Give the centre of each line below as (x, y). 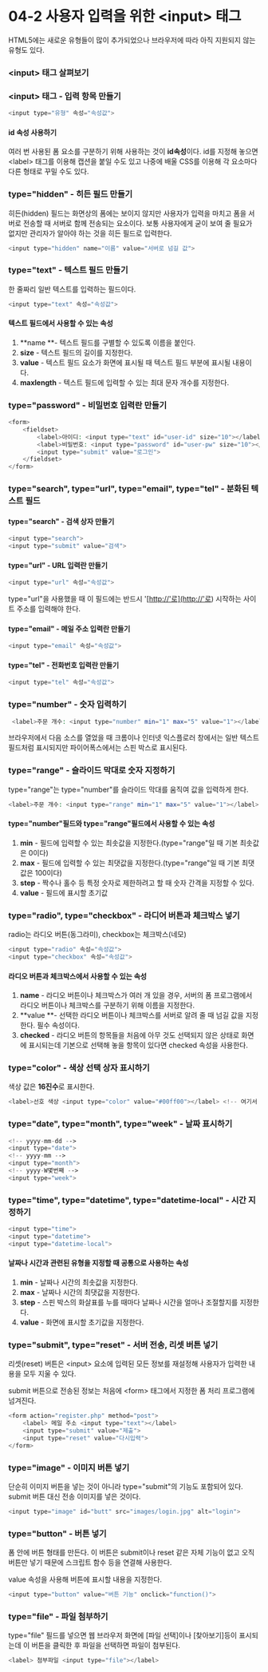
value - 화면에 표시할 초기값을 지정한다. (82, 1322)
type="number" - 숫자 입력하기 (68, 705)
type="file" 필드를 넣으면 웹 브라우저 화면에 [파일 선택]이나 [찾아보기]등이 (123, 1635)
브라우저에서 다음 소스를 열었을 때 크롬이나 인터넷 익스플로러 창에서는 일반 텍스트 (134, 738)
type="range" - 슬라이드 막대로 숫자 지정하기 (92, 770)
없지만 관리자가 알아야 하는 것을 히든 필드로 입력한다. (90, 233)
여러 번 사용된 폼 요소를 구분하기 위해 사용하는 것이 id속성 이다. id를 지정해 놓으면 (133, 152)
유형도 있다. (27, 50)
